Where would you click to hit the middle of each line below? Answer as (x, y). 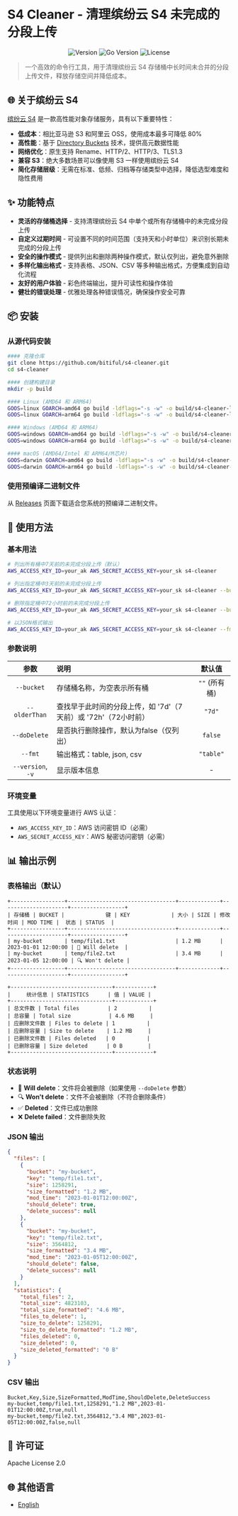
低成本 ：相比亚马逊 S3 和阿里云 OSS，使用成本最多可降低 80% (110, 134)
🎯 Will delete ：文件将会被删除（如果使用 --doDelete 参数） (104, 1088)
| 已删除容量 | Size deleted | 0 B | (79, 1046)
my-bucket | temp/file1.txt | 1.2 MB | (118, 941)
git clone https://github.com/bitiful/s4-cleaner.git (89, 363)
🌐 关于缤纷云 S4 (43, 100)
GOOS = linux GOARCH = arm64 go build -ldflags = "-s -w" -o (90, 415)
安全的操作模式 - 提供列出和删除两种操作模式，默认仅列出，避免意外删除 (123, 256)
